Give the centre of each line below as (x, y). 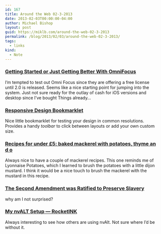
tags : (10, 41)
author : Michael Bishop (29, 23)
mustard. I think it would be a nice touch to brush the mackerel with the (76, 171)
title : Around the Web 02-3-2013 (39, 14)
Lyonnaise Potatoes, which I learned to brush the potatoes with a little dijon (80, 166)
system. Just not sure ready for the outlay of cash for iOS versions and (76, 92)
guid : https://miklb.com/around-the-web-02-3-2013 (57, 32)
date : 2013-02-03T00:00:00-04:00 (39, 18)
